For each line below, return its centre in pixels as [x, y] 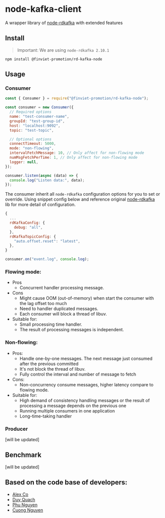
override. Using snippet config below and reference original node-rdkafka [80, 199]
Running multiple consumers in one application [67, 411]
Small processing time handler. [51, 324]
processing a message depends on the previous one [73, 406]
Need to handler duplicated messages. [59, 309]
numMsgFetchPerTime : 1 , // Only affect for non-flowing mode [74, 158]
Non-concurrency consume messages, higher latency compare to [86, 384]
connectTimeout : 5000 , [33, 144]
